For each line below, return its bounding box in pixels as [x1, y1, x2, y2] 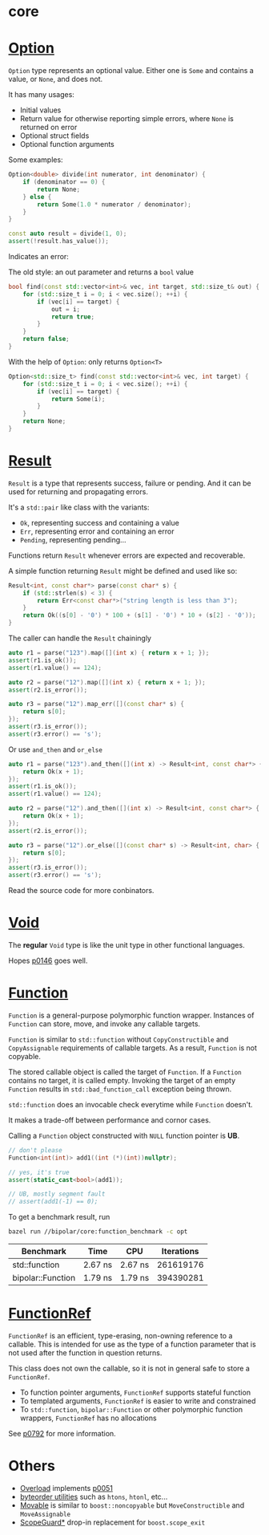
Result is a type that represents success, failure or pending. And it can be [8, 478, 251, 488]
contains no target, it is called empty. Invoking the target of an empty [8, 1075, 236, 1085]
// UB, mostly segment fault [8, 1190, 106, 1198]
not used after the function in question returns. [8, 1348, 163, 1358]
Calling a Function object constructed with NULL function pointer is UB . [8, 1131, 240, 1140]
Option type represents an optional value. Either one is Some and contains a [8, 66, 254, 75]
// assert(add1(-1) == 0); [8, 1198, 98, 1206]
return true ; [50, 312, 94, 321]
